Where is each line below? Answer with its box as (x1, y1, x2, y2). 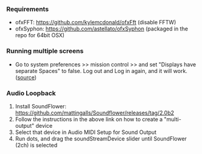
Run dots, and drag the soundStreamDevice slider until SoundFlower (15, 135, 187, 142)
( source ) (15, 74, 37, 81)
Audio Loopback (6, 89, 56, 97)
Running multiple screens (6, 47, 84, 55)
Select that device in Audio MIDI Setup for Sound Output (15, 128, 157, 136)
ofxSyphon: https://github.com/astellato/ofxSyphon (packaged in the (15, 25, 189, 32)
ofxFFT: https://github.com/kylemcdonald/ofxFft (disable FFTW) (15, 19, 176, 26)
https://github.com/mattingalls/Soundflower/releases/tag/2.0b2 (15, 109, 175, 116)
